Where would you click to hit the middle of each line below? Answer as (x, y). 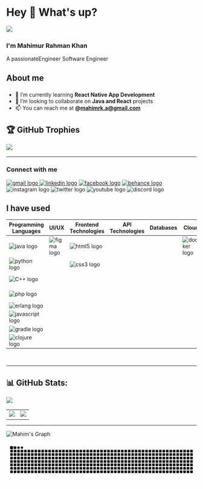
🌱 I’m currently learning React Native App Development (85, 95)
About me (25, 78)
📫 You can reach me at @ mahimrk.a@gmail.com (78, 108)
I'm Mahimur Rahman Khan (47, 45)
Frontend (87, 224)
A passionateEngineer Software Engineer (57, 59)
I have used (28, 208)
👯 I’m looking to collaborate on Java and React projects (84, 101)
